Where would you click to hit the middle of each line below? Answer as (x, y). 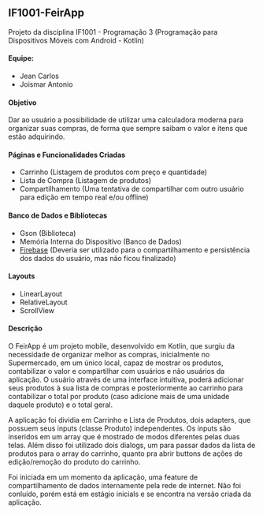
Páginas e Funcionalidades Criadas (67, 155)
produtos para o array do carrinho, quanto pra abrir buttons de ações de (126, 453)
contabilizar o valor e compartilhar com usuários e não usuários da (117, 371)
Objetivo (22, 103)
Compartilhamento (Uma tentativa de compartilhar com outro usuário (131, 189)
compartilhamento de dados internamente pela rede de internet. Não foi (125, 486)
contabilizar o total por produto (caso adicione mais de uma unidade (119, 397)
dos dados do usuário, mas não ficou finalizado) (98, 258)
